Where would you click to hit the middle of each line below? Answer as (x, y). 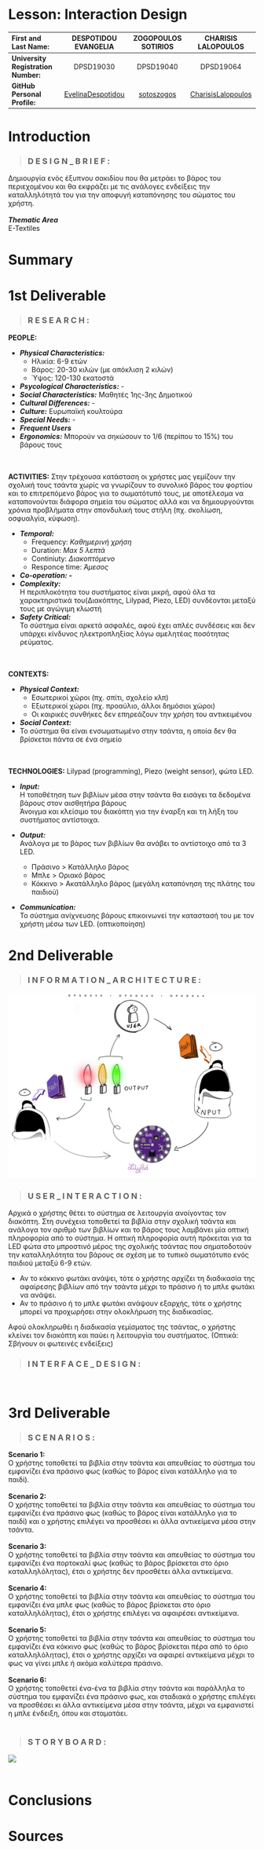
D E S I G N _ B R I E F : (69, 161)
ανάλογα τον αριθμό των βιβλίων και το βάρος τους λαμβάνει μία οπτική (128, 1230)
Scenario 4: (27, 1588)
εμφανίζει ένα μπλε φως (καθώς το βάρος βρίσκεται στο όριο (110, 1605)
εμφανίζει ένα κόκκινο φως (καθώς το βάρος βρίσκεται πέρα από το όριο (128, 1646)
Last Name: (30, 47)
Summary (40, 260)
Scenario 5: (27, 1630)
